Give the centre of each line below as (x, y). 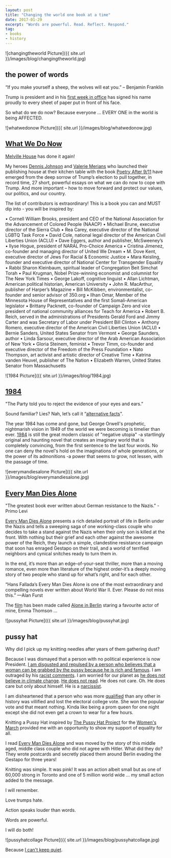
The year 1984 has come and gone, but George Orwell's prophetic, (76, 424)
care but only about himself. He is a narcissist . (54, 686)
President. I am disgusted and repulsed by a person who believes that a (80, 664)
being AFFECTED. (24, 118)
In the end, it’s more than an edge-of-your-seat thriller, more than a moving (84, 563)
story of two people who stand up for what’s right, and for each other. (78, 575)
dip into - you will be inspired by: (40, 208)
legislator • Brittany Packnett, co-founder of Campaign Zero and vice (78, 306)
